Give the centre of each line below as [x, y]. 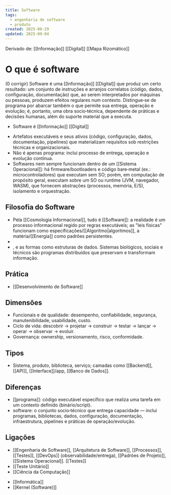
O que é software [42, 69]
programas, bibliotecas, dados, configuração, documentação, [78, 416]
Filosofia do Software [40, 207]
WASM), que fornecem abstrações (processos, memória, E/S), [79, 185]
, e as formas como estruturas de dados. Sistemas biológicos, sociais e [88, 247]
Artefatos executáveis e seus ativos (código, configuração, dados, [83, 136]
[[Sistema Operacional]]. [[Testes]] [49, 461]
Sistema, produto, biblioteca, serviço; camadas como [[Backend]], [82, 365]
